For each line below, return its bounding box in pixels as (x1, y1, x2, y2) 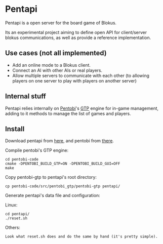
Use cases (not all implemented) (5, 49, 107, 57)
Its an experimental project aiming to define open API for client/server (5, 29, 147, 35)
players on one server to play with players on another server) (12, 78, 137, 83)
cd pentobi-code (5, 157, 39, 162)
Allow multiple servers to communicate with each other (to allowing (12, 73, 150, 79)
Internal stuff (5, 92, 46, 101)
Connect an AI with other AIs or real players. (12, 67, 103, 73)
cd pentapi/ (5, 211, 30, 217)
